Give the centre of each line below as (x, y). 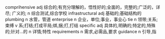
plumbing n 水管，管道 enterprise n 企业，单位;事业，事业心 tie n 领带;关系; (82, 19)
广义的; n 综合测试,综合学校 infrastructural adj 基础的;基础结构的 (77, 13)
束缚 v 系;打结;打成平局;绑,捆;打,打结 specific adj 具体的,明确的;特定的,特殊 (80, 25)
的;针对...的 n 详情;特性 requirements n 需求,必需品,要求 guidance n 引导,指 (81, 31)
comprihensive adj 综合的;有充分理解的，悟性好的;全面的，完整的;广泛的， (81, 7)
